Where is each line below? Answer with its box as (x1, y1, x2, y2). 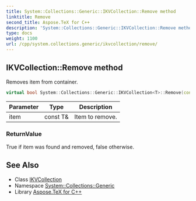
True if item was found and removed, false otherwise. (6, 143, 134, 150)
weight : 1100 (6, 36, 38, 41)
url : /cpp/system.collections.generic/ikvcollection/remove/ (6, 41, 158, 47)
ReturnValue (6, 130, 42, 138)
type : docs (6, 30, 33, 36)
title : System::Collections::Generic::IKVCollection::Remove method (6, 8, 176, 15)
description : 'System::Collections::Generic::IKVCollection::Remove (6, 25, 176, 31)
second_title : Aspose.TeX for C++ (6, 19, 90, 25)
